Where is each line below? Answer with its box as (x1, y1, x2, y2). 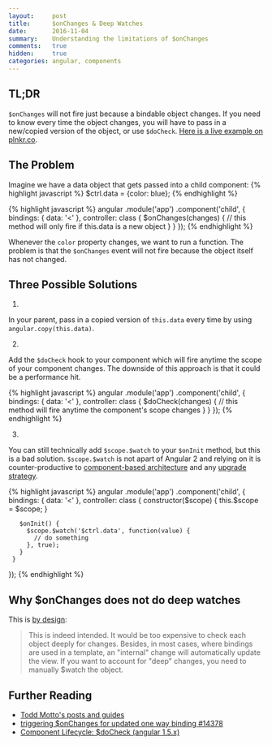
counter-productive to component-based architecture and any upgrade (8, 463, 247, 472)
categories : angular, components (8, 58, 122, 66)
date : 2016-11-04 (8, 27, 89, 35)
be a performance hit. (8, 372, 81, 382)
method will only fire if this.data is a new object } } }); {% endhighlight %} (8, 221, 253, 231)
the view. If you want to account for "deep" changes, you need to (28, 657, 247, 666)
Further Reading (8, 688, 93, 702)
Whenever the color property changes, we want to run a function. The (8, 237, 244, 247)
